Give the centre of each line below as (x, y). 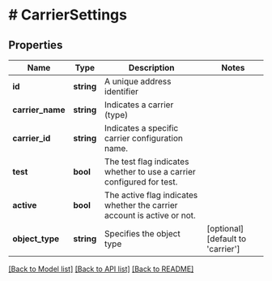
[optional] (225, 229)
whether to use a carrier (150, 172)
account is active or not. (150, 215)
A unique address (138, 81)
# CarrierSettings (68, 15)
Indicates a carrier (139, 105)
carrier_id (32, 138)
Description (152, 68)
